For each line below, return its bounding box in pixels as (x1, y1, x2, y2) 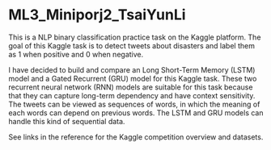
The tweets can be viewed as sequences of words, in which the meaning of (8, 99, 260, 109)
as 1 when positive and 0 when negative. (8, 49, 144, 59)
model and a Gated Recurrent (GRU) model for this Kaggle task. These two (8, 73, 257, 83)
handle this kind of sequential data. (8, 116, 125, 126)
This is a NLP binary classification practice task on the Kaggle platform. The (8, 32, 261, 42)
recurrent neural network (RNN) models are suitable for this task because (8, 82, 253, 92)
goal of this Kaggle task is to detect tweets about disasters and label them (8, 40, 255, 50)
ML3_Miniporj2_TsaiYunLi (8, 6, 186, 24)
